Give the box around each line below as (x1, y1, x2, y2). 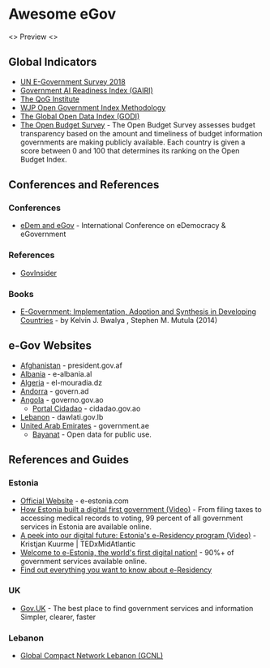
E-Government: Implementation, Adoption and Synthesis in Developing (19, 307, 257, 317)
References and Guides (8, 453, 130, 467)
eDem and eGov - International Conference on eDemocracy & (19, 221, 226, 231)
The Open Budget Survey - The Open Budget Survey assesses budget (19, 119, 255, 130)
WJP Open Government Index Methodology (19, 102, 166, 112)
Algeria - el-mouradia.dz (19, 377, 103, 387)
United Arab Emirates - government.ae (19, 420, 150, 430)
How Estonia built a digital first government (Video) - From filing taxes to (19, 504, 262, 514)
